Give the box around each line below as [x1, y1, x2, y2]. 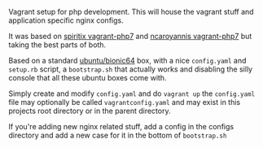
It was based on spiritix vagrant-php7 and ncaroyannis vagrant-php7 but [8, 32, 252, 41]
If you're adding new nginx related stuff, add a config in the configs [8, 122, 235, 131]
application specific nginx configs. [8, 15, 124, 25]
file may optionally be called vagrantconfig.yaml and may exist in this [8, 98, 241, 107]
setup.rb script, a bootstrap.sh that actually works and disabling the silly [8, 64, 253, 74]
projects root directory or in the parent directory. [8, 106, 171, 115]
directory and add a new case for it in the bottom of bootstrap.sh [8, 130, 227, 140]
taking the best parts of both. [8, 40, 107, 50]
